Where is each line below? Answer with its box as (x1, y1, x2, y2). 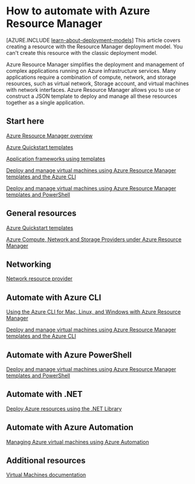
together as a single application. (6, 98, 85, 106)
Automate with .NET (6, 389, 83, 399)
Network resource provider (6, 275, 73, 282)
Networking (6, 259, 52, 269)
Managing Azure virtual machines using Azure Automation (6, 438, 149, 445)
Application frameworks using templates (6, 155, 106, 162)
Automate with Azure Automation (6, 423, 134, 433)
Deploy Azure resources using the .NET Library (6, 405, 122, 412)
